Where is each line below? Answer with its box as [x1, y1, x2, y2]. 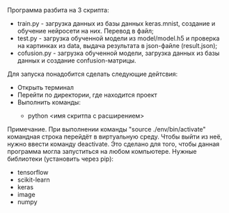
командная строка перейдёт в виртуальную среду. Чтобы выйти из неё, [7, 132, 223, 141]
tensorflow [17, 168, 49, 176]
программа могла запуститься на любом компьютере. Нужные [7, 148, 197, 155]
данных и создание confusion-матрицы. [17, 56, 137, 65]
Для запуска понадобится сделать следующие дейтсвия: [7, 70, 178, 78]
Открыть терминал [17, 84, 74, 91]
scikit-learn [17, 175, 50, 184]
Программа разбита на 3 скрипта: [7, 6, 109, 14]
